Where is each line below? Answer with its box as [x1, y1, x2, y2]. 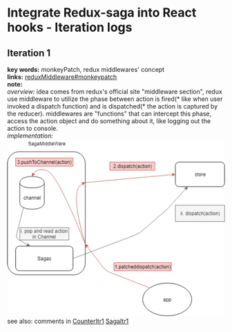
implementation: [7, 131, 54, 140]
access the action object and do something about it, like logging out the [7, 117, 211, 125]
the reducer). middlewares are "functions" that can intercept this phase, [7, 109, 212, 118]
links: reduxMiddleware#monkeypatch [7, 73, 117, 81]
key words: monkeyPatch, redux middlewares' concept [7, 66, 164, 73]
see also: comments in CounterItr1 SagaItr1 [7, 317, 129, 326]
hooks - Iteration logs [7, 19, 133, 35]
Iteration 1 [7, 47, 51, 59]
